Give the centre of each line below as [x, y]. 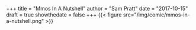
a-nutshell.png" [25, 21]
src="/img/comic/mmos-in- [157, 15]
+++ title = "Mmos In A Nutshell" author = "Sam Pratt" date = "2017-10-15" [97, 9]
